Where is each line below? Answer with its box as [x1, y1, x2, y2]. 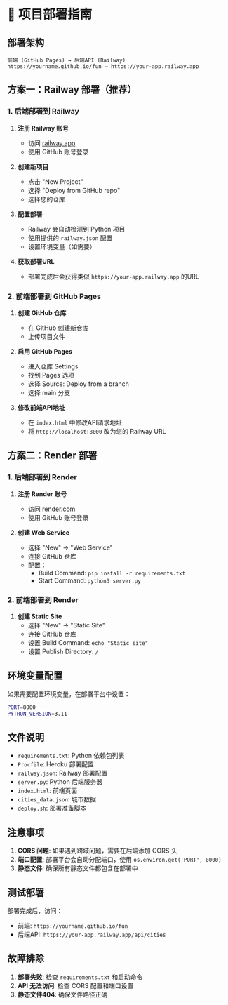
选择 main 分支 [27, 388, 71, 397]
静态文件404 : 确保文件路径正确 [17, 990, 108, 999]
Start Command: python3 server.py [38, 576, 142, 585]
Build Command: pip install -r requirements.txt [38, 568, 186, 577]
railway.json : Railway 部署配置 [17, 769, 108, 778]
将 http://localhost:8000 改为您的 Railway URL [27, 427, 166, 435]
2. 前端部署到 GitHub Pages [7, 291, 102, 301]
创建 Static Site [17, 612, 62, 620]
